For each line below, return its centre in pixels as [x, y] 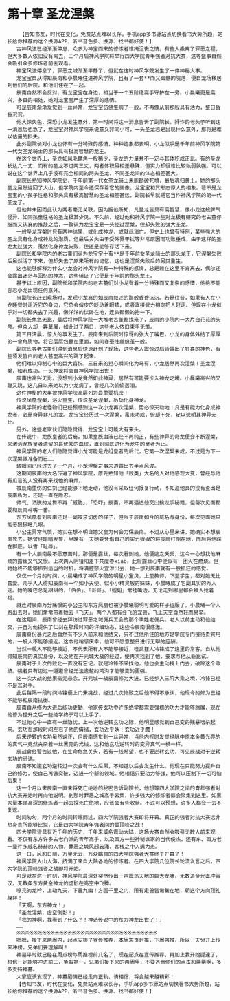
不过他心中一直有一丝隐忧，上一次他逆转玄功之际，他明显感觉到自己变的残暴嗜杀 [113, 722]
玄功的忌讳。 [23, 759]
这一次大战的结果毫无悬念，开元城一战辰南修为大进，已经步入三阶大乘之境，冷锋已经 [118, 678]
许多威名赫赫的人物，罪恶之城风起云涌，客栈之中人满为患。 [89, 847]
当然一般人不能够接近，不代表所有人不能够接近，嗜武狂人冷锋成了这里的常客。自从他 [118, 649]
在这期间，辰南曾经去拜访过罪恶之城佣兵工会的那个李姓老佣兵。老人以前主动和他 [113, 620]
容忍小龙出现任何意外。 [35, 290]
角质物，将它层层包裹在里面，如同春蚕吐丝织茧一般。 [86, 342]
